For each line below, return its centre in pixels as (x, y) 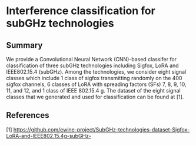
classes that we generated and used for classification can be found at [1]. (95, 97)
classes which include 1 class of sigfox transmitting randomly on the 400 (94, 78)
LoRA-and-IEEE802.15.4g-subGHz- (49, 136)
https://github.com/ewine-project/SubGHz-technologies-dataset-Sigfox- (102, 129)
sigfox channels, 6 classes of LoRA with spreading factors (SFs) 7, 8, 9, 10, (96, 84)
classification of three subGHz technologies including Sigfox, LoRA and (92, 65)
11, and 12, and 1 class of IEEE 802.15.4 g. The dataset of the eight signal (93, 90)
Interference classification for (81, 11)
